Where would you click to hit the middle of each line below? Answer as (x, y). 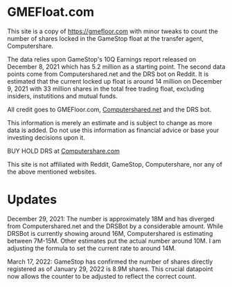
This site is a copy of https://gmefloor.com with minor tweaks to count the (113, 31)
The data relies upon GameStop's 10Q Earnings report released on (102, 59)
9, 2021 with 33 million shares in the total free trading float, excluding (106, 89)
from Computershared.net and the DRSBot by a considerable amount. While (115, 226)
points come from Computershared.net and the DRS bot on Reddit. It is (108, 74)
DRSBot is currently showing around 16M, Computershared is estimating (110, 233)
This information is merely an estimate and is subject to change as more (110, 122)
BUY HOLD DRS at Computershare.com (63, 151)
